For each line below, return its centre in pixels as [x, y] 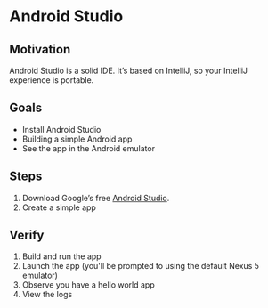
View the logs [47, 295]
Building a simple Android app [77, 139]
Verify [27, 235]
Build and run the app [61, 256]
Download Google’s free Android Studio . [96, 198]
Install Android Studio [61, 129]
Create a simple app [59, 207]
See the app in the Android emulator [89, 148]
